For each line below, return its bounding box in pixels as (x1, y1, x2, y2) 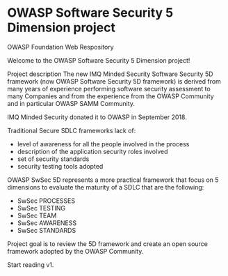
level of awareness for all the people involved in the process (17, 139, 190, 148)
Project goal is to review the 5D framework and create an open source (7, 239, 209, 248)
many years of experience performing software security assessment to (7, 84, 211, 93)
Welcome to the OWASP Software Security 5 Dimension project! (7, 56, 190, 64)
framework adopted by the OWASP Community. (7, 247, 144, 255)
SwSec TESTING (17, 204, 66, 212)
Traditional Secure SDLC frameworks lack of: (7, 126, 136, 135)
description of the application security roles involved (17, 147, 168, 155)
